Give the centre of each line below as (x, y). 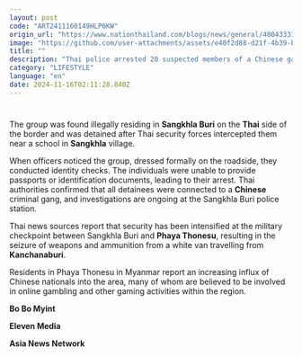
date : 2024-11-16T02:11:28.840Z (70, 85)
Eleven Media (35, 325)
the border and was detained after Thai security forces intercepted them (143, 133)
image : (22, 43)
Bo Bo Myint (32, 308)
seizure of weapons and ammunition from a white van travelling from (137, 245)
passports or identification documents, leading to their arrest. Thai (132, 180)
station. (23, 209)
